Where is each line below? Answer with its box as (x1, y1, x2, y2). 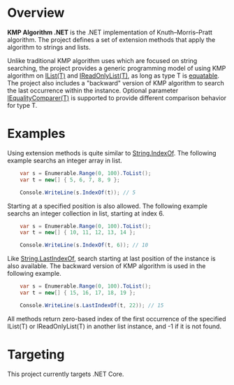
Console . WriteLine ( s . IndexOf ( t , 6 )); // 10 (20, 241, 149, 249)
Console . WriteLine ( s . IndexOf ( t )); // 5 (20, 189, 136, 196)
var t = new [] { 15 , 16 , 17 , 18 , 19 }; (20, 289, 136, 296)
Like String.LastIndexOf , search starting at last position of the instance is (7, 254, 216, 263)
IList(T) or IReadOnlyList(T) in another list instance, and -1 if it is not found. (7, 322, 222, 330)
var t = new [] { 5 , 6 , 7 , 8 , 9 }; (20, 176, 121, 183)
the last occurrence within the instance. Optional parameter (7, 86, 179, 94)
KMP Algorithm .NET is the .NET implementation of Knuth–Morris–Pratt (7, 28, 213, 36)
